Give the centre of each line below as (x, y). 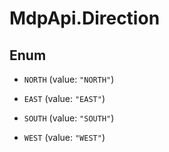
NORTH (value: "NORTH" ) (69, 79)
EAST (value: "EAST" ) (64, 98)
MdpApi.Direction (85, 18)
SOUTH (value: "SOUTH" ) (69, 118)
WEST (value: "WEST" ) (64, 137)
